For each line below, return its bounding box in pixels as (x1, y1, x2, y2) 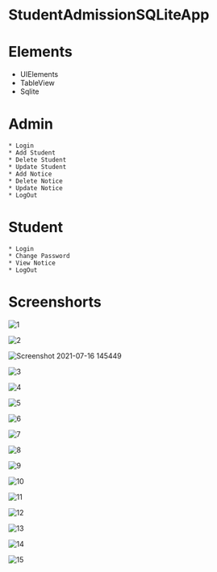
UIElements (19, 70, 59, 79)
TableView (19, 78, 55, 88)
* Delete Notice (8, 177, 63, 185)
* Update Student (8, 163, 67, 172)
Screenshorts (8, 293, 102, 311)
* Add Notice (8, 170, 52, 179)
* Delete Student (8, 156, 67, 164)
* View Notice (8, 259, 56, 267)
